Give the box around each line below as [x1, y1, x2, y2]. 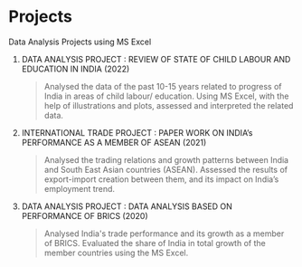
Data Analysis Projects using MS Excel [8, 36, 152, 47]
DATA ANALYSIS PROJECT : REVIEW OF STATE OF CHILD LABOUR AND [21, 53, 291, 64]
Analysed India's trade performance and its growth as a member [43, 228, 285, 239]
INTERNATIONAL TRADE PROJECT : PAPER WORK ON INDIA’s [21, 127, 253, 138]
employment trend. [43, 183, 115, 194]
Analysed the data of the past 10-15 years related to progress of [43, 81, 282, 91]
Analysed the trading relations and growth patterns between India [43, 154, 289, 165]
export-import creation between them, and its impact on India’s [43, 174, 279, 185]
